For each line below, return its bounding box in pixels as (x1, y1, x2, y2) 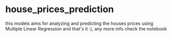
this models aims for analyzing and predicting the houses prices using (5, 20, 154, 26)
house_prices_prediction (5, 4, 114, 15)
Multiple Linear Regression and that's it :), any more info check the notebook (5, 25, 167, 31)
